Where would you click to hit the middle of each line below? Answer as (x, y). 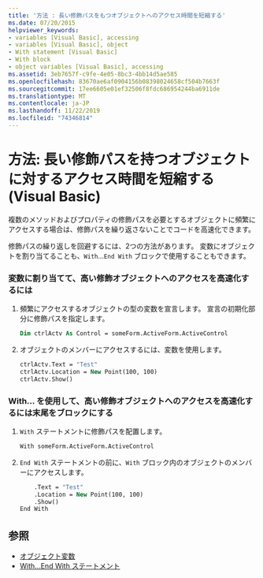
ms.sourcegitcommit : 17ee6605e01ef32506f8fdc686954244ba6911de (114, 89)
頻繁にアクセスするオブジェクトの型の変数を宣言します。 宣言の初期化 (134, 309)
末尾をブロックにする (73, 412)
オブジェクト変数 (47, 556)
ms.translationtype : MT (47, 96)
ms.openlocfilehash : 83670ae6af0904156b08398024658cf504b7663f (114, 81)
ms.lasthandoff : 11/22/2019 (54, 111)
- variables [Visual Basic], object (68, 45)
